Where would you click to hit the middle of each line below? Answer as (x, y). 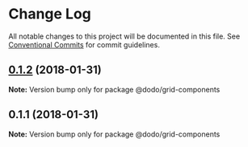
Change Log (50, 14)
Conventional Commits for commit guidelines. (84, 44)
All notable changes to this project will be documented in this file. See (124, 36)
